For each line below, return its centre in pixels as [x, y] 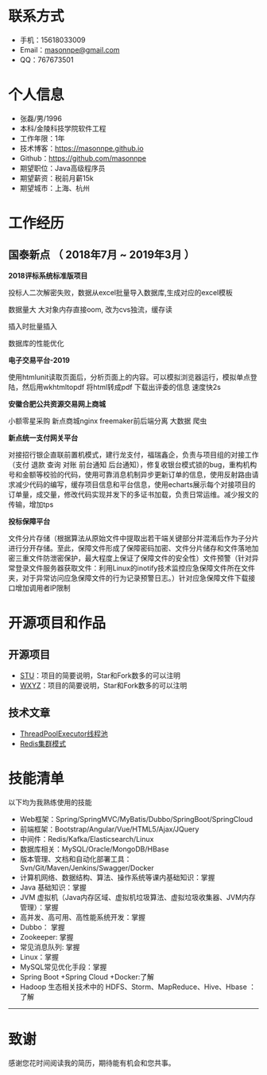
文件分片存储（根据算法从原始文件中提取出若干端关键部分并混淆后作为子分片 [133, 538]
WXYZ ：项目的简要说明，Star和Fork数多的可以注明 [103, 685]
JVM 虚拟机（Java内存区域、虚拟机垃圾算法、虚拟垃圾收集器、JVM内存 [137, 897]
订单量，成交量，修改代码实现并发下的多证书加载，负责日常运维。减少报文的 [133, 494]
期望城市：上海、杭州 [54, 188]
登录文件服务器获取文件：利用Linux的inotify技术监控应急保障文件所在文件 [135, 568]
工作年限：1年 [42, 138]
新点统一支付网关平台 [43, 438]
